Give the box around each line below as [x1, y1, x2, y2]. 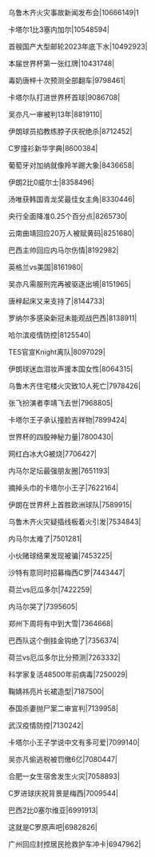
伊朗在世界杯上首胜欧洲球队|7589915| [8, 500, 133, 510]
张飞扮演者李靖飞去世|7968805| [8, 399, 113, 407]
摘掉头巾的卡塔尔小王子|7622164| [8, 483, 119, 492]
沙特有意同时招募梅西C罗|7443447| [8, 568, 125, 577]
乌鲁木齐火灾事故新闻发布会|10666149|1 [8, 8, 139, 17]
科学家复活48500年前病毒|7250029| [8, 670, 128, 679]
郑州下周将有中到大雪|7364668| [8, 619, 113, 628]
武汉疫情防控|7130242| [8, 720, 84, 730]
